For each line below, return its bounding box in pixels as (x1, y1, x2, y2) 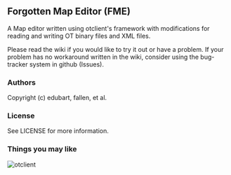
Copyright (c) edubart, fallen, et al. (7, 94, 107, 102)
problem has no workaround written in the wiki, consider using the (7, 52, 199, 61)
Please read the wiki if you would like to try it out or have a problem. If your (7, 45, 224, 53)
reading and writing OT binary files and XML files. (7, 31, 151, 40)
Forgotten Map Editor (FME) (7, 6, 131, 17)
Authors (7, 77, 37, 87)
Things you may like (7, 144, 77, 154)
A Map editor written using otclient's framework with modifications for (7, 24, 210, 32)
